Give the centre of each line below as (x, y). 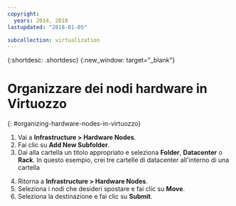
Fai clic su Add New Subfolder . (64, 145)
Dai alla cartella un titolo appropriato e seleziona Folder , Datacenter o (120, 153)
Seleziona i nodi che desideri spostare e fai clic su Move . (101, 189)
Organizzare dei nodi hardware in (107, 89)
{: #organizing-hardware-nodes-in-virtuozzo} (74, 124)
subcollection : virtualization (54, 40)
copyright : (23, 14)
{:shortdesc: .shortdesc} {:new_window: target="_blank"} (91, 60)
